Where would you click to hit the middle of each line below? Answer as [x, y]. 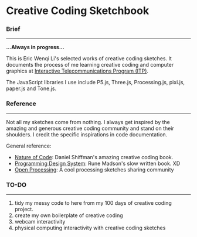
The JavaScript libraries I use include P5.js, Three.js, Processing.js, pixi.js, [96, 83]
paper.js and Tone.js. [31, 88]
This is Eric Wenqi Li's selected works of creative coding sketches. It [89, 59]
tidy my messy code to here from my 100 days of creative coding [93, 203]
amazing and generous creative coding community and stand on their [90, 128]
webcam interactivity [40, 222]
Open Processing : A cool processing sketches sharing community [94, 169]
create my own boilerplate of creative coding [69, 215]
